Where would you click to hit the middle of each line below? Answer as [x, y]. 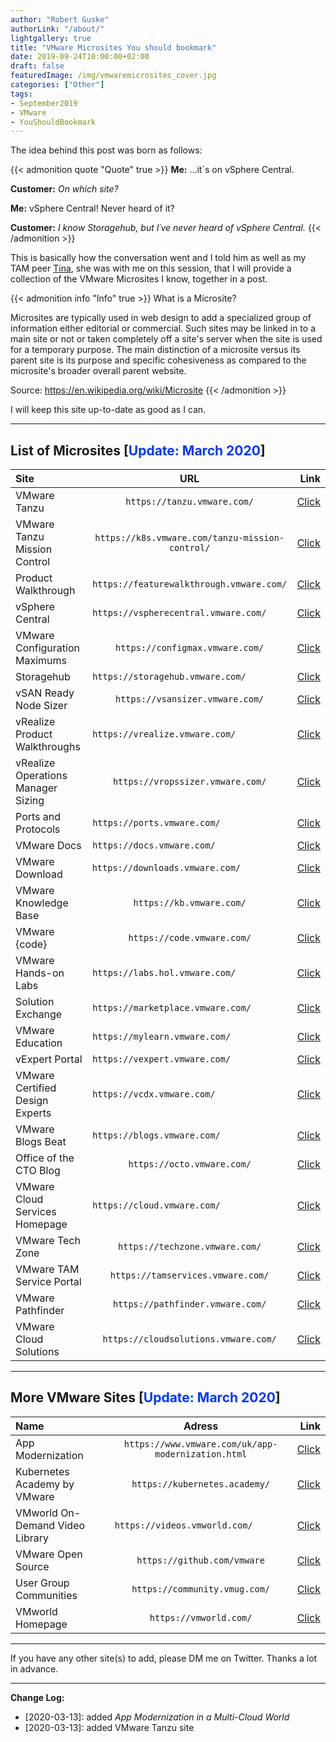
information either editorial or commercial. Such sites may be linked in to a [163, 328]
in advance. [34, 1668]
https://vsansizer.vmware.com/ [189, 699]
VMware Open [49, 1554]
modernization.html [201, 1454]
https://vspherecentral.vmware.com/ [179, 613]
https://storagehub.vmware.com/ [169, 677]
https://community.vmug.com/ [201, 1589]
